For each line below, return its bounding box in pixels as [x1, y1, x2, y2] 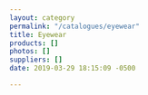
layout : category [9, 13, 75, 23]
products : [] [9, 38, 59, 48]
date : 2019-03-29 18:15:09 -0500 [9, 64, 136, 73]
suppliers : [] [9, 55, 64, 64]
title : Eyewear [9, 30, 67, 39]
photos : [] [9, 47, 51, 56]
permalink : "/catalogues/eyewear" [9, 22, 141, 31]
